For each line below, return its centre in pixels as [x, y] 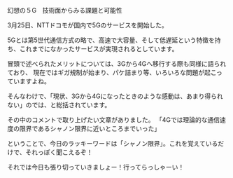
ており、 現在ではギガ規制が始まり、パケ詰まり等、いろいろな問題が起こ [112, 73]
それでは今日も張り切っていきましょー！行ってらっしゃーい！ [96, 167]
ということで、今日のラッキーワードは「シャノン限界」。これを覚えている [113, 143]
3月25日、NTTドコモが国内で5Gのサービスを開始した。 [87, 25]
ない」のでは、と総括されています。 [59, 105]
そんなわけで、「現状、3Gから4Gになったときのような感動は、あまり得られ [115, 96]
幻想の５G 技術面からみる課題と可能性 [65, 10]
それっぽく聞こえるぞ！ [59, 152]
